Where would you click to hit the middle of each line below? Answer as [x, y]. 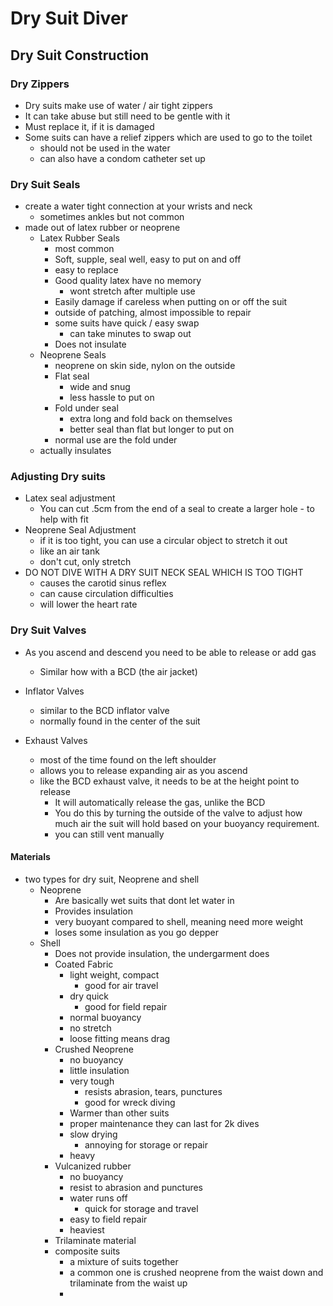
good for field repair [126, 1006]
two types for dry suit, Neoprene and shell [112, 879]
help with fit [64, 519]
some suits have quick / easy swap [127, 323]
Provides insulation [94, 911]
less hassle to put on [112, 398]
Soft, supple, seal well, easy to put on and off [148, 259]
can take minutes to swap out [130, 334]
